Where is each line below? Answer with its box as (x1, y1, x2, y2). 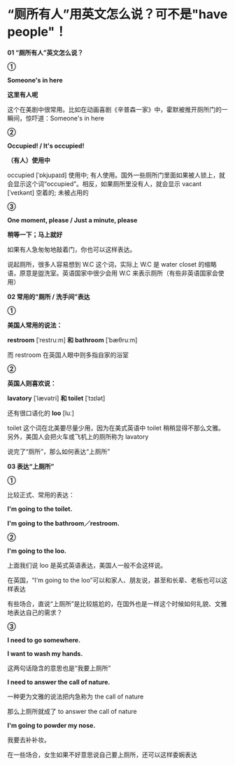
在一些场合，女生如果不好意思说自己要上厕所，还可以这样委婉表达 (7, 750, 197, 759)
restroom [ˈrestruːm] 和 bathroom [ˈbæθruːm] (7, 335, 138, 344)
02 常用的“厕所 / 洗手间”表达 (7, 292, 90, 301)
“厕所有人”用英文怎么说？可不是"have (7, 6, 228, 22)
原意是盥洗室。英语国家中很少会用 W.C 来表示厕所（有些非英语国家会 (19, 269, 218, 277)
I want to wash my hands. (7, 649, 83, 658)
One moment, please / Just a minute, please (7, 216, 138, 224)
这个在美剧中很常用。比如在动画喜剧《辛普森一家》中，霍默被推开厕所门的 (7, 105, 222, 113)
